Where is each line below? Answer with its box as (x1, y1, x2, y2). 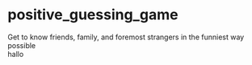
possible (7, 40, 36, 50)
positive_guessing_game (7, 6, 178, 24)
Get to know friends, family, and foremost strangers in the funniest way (7, 32, 245, 42)
